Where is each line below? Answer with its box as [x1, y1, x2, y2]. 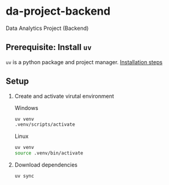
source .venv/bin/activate [14, 150, 84, 156]
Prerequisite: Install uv [5, 42, 92, 53]
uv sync [14, 173, 34, 180]
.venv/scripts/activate [14, 122, 76, 128]
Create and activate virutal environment [14, 92, 114, 100]
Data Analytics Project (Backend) [5, 24, 89, 32]
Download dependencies [14, 161, 77, 169]
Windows [14, 104, 38, 111]
